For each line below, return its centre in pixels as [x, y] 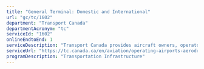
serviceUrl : [21, 51]
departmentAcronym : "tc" [38, 28]
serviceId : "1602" [29, 34]
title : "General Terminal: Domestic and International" [78, 12]
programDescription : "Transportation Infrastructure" [76, 56]
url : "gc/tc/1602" [29, 17]
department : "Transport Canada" [47, 23]
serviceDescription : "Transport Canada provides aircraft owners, [92, 46]
